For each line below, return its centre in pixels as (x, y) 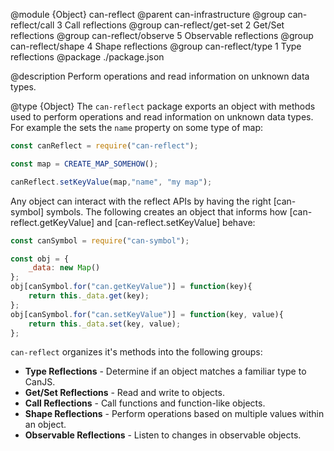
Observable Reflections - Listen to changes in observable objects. (163, 435)
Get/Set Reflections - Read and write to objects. (124, 393)
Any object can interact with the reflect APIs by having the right (141, 201)
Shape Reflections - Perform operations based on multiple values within (174, 414)
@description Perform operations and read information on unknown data (160, 76)
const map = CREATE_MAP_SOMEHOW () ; (84, 164)
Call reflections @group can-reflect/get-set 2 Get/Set (174, 25)
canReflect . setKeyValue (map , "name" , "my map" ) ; (111, 182)
